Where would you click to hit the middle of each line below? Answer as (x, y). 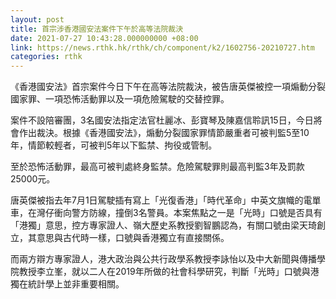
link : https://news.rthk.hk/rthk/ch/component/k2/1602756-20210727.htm (162, 47)
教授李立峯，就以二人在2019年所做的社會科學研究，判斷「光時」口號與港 (169, 272)
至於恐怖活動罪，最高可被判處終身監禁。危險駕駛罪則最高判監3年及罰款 (157, 167)
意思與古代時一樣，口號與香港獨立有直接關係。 (133, 238)
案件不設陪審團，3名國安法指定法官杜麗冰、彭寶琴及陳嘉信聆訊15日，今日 (162, 120)
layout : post (37, 19)
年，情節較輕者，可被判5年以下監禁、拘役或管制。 (114, 145)
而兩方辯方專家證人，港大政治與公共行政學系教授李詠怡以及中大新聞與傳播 (163, 259)
